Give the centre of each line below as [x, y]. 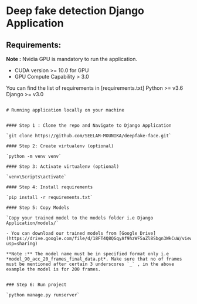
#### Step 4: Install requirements [50, 187]
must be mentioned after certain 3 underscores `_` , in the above [90, 264]
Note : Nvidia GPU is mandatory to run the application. [72, 59]
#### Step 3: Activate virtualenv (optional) [62, 167]
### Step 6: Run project [36, 285]
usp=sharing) [22, 244]
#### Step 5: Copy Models [38, 208]
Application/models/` [33, 223]
